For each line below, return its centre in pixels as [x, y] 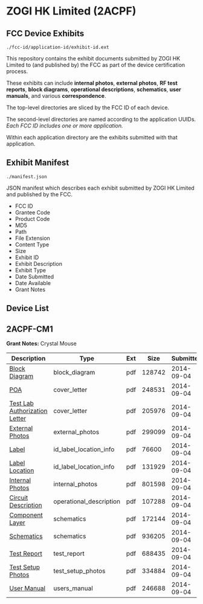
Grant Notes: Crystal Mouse [42, 344]
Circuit [19, 498]
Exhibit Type [31, 270]
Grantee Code [32, 212]
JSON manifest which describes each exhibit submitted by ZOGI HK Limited [100, 188]
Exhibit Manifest [38, 163]
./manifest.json [27, 176]
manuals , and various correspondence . [56, 96]
